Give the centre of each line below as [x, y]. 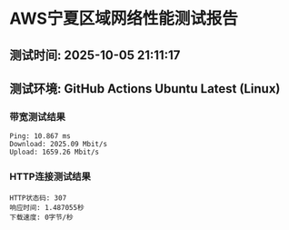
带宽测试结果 [38, 116]
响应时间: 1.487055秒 [47, 207]
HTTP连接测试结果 [50, 176]
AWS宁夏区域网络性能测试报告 [124, 19]
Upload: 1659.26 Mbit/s [55, 152]
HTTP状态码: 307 [38, 198]
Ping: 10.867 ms [40, 136]
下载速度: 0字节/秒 [41, 217]
